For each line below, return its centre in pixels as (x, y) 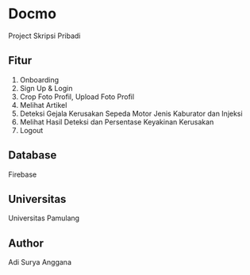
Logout (31, 130)
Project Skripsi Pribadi (44, 36)
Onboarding (39, 79)
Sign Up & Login (46, 88)
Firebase (23, 174)
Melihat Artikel (43, 105)
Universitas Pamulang (44, 218)
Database (33, 155)
